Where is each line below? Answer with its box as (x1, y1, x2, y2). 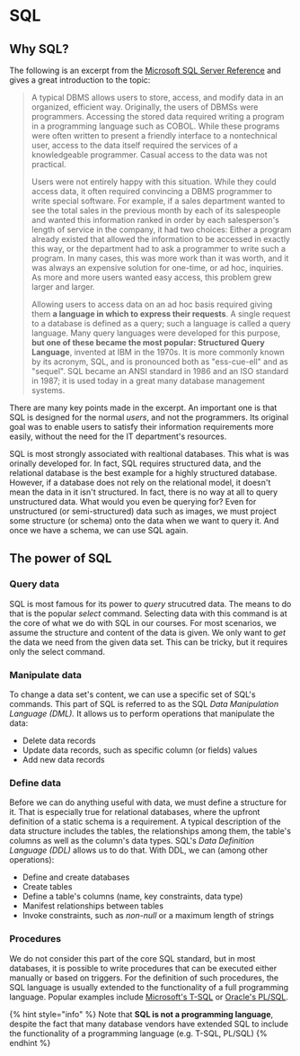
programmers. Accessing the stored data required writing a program (31, 112, 285, 121)
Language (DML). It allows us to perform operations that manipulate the (9, 708, 276, 719)
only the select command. (9, 646, 106, 657)
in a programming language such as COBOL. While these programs (31, 121, 280, 131)
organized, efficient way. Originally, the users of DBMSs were (31, 102, 259, 112)
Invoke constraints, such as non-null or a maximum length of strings (22, 910, 275, 921)
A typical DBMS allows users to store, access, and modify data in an (31, 92, 285, 103)
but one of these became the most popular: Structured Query (31, 337, 265, 347)
